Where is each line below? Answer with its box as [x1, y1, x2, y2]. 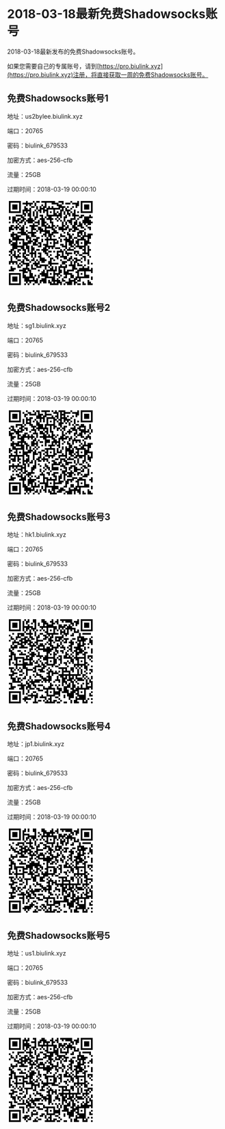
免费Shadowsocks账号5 [7, 929, 111, 941]
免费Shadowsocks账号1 [7, 93, 109, 104]
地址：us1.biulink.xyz [7, 949, 66, 957]
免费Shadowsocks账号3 [7, 511, 111, 522]
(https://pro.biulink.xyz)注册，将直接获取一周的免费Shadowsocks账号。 [7, 70, 209, 79]
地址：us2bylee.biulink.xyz [7, 112, 83, 120]
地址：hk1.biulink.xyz [7, 531, 66, 539]
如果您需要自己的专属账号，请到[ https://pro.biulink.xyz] [7, 62, 163, 70]
